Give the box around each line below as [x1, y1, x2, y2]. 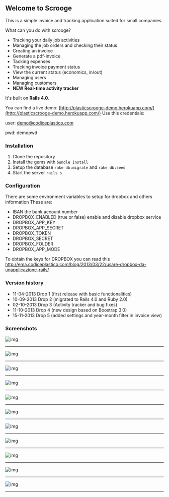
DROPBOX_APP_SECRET [12, 225, 64, 231]
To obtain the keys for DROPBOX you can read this [5, 256, 110, 262]
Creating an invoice [12, 47, 53, 53]
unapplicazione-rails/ [5, 267, 49, 273]
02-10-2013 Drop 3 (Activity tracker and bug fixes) [12, 301, 118, 307]
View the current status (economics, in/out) [12, 69, 103, 75]
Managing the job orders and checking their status [12, 42, 117, 48]
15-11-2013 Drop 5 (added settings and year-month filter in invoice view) [12, 312, 162, 318]
